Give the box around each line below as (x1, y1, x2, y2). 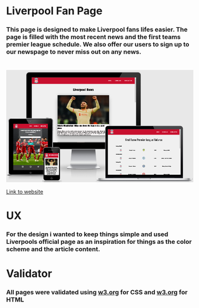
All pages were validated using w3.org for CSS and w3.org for (6, 288, 188, 297)
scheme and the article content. (6, 245, 100, 253)
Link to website (6, 188, 43, 195)
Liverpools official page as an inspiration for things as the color (6, 238, 192, 246)
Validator (6, 267, 52, 281)
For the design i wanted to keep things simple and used (6, 230, 169, 238)
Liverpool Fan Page (6, 4, 103, 18)
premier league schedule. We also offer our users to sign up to (6, 40, 189, 49)
